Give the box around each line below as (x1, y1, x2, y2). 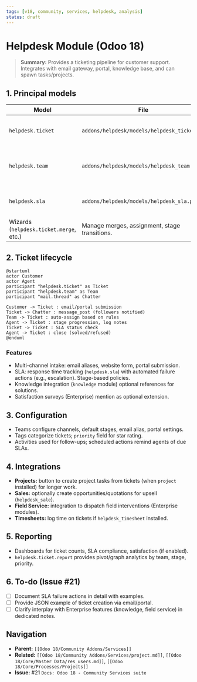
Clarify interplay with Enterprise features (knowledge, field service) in (14, 606, 183, 613)
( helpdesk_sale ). (14, 496, 55, 503)
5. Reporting (6, 531, 52, 541)
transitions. (81, 229, 113, 237)
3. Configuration (6, 410, 67, 420)
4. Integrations (6, 462, 61, 472)
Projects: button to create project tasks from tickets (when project (14, 477, 177, 484)
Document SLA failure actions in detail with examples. (14, 592, 145, 600)
